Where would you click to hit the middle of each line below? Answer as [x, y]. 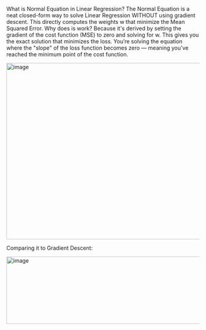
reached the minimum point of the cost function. [67, 54]
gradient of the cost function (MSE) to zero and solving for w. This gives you [103, 35]
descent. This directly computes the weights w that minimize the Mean [96, 22]
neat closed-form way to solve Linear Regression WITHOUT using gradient [101, 15]
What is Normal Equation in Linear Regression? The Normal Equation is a [98, 9]
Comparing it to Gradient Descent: [50, 248]
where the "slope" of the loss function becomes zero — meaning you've [97, 48]
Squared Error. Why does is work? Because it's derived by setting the [94, 28]
